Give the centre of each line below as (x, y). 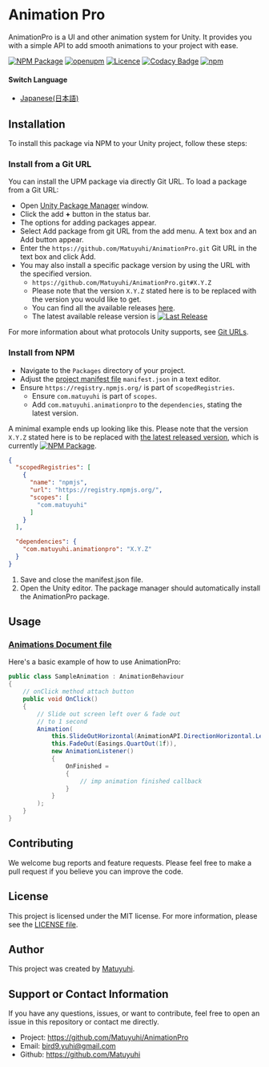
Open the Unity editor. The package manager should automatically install (140, 588)
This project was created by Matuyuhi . (72, 969)
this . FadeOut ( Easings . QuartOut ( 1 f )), (114, 744)
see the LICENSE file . (43, 924)
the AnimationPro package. (65, 596)
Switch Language (38, 79)
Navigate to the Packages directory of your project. (102, 370)
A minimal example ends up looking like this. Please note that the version (128, 428)
